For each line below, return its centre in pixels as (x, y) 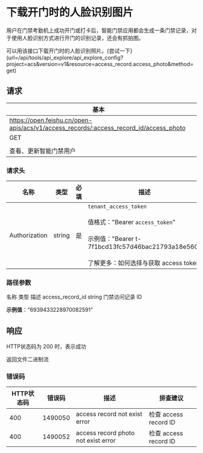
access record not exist (109, 414)
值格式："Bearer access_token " (131, 222)
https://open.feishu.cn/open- (51, 120)
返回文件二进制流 (27, 359)
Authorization (28, 236)
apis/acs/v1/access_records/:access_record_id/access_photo (98, 128)
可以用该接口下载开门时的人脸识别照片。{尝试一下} (69, 51)
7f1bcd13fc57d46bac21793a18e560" (144, 247)
